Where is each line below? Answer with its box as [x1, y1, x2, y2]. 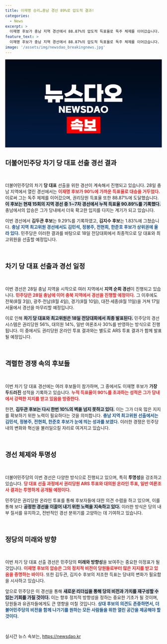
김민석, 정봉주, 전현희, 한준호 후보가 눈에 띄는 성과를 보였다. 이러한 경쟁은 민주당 [5, 419, 159, 425]
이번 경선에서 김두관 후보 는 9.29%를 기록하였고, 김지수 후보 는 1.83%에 [5, 218, 143, 224]
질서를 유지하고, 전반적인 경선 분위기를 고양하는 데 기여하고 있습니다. [10, 510, 143, 516]
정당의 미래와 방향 [5, 535, 57, 543]
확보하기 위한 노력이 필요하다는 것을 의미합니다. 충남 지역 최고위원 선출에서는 [10, 412, 159, 418]
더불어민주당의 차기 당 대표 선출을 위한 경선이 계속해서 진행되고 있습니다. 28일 [5, 182, 157, 189]
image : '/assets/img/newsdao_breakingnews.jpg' [5, 45, 106, 50]
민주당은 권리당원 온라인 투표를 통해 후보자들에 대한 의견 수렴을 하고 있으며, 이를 [5, 497, 161, 503]
